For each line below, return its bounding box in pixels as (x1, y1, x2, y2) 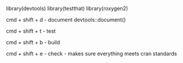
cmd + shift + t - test (6, 27, 56, 34)
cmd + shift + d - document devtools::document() (6, 16, 126, 23)
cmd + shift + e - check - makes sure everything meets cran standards (6, 50, 177, 57)
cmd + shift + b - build (6, 39, 60, 45)
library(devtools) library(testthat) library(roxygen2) (6, 5, 128, 12)
